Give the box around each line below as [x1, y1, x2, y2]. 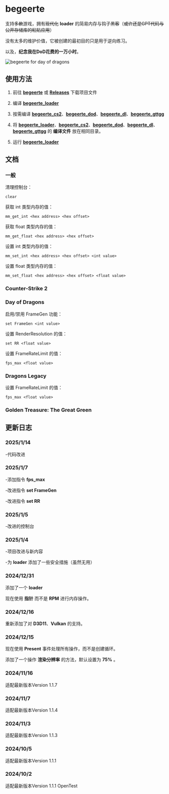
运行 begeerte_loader [12, 138, 59, 145]
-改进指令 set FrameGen [5, 487, 57, 493]
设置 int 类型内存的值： [5, 243, 53, 249]
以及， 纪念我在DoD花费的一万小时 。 [5, 48, 81, 54]
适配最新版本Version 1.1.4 [5, 707, 58, 713]
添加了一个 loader [5, 584, 43, 590]
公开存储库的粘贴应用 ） [5, 26, 54, 33]
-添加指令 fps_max [5, 476, 45, 483]
